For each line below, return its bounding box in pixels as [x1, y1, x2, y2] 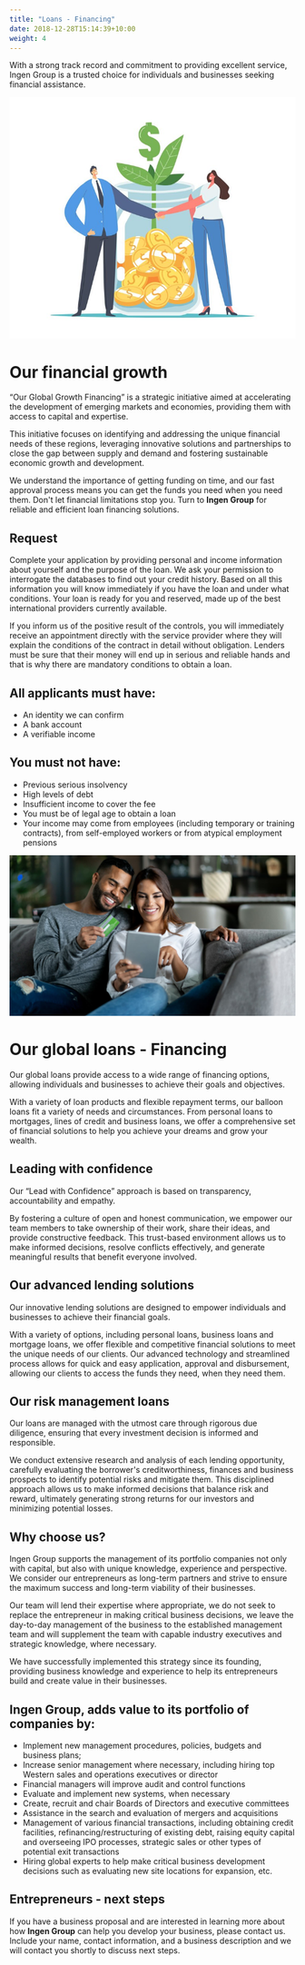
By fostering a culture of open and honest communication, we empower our [9, 1212, 293, 1223]
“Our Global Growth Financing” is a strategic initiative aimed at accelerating [9, 391, 291, 403]
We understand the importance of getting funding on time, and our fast [9, 475, 275, 486]
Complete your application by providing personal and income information [9, 555, 283, 566]
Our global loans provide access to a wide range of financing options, [9, 1069, 271, 1080]
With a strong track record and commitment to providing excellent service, [9, 60, 288, 71]
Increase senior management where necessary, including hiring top [22, 1760, 275, 1771]
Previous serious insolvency [22, 779, 128, 790]
